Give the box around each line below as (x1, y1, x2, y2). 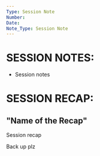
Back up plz (6, 143, 36, 150)
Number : (6, 14, 26, 20)
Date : (6, 20, 20, 26)
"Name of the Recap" (6, 115, 88, 126)
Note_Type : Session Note (6, 25, 68, 32)
